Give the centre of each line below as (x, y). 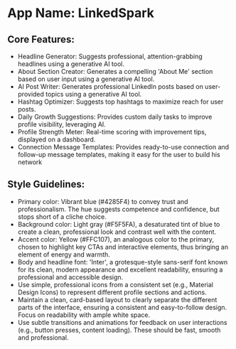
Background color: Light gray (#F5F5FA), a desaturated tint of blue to (119, 224)
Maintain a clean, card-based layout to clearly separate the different (117, 299)
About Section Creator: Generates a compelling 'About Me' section (115, 71)
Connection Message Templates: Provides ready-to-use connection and (123, 147)
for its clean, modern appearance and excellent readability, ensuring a (120, 269)
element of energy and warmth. (64, 254)
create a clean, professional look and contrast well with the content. (117, 232)
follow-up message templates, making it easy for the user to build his (119, 155)
